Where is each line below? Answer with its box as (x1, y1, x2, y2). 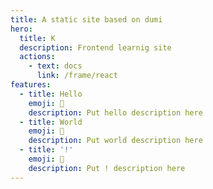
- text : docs (28, 61, 83, 71)
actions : (19, 52, 56, 62)
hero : (10, 24, 33, 34)
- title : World (19, 117, 83, 127)
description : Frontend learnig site (19, 42, 172, 53)
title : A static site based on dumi (10, 14, 163, 25)
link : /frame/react (36, 71, 118, 81)
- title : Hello (19, 89, 83, 99)
